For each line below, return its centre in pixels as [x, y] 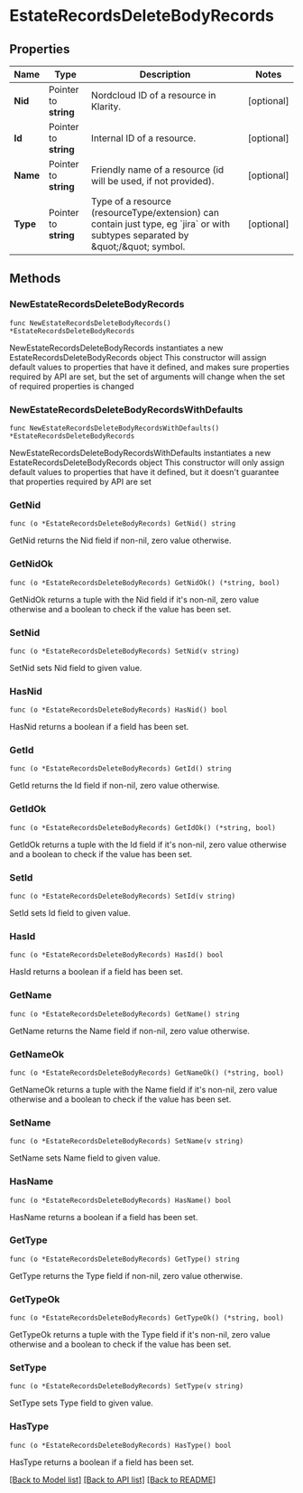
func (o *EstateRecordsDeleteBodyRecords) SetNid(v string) [125, 651]
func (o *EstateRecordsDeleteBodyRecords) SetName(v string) [127, 1142]
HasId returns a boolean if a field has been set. [96, 972]
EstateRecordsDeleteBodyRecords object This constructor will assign [138, 357]
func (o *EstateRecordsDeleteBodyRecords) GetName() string [125, 1014]
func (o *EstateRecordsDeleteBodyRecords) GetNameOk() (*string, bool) [147, 1073]
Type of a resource [131, 201]
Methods [35, 279]
